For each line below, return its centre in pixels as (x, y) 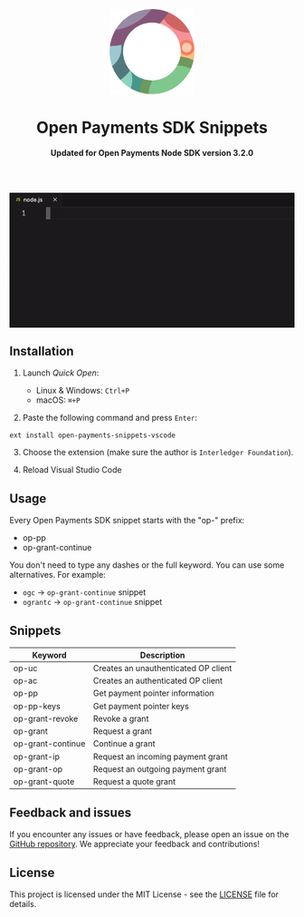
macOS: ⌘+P (58, 400)
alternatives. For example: (57, 575)
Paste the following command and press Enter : (109, 418)
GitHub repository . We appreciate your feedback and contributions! (135, 844)
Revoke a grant (121, 718)
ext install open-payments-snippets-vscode (93, 435)
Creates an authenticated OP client (158, 681)
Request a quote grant (135, 782)
